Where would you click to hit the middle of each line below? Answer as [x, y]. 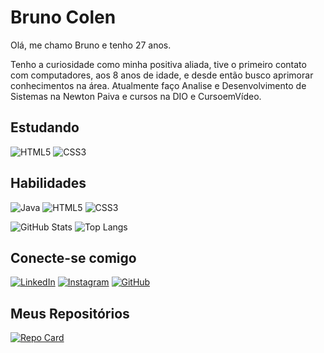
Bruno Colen [63, 17]
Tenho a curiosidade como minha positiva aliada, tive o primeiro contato [158, 64]
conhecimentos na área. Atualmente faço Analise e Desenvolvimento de [158, 85]
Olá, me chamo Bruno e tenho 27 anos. [91, 45]
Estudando [45, 127]
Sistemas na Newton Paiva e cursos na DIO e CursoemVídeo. [136, 96]
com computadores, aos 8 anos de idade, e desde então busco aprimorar [162, 75]
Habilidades [48, 183]
